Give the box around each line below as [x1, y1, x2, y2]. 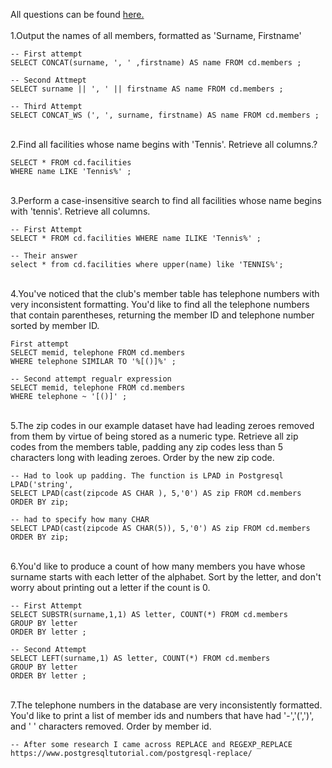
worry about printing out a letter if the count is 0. [10, 582, 211, 593]
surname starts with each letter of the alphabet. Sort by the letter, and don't [10, 571, 322, 583]
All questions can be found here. [10, 9, 145, 20]
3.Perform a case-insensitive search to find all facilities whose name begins [10, 195, 322, 206]
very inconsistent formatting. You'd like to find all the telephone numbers [10, 299, 310, 310]
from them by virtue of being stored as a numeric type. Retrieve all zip [10, 430, 299, 442]
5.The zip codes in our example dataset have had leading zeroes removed [10, 420, 315, 431]
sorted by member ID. [10, 320, 100, 331]
